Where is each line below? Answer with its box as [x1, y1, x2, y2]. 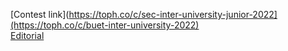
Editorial [10, 30, 45, 41]
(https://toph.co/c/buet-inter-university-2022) [10, 19, 200, 31]
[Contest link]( [10, 9, 70, 20]
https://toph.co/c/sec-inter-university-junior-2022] [68, 9, 278, 20]
